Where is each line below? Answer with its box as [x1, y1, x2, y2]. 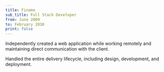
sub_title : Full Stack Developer [5, 12, 77, 17]
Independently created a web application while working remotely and [5, 40, 151, 46]
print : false [5, 27, 33, 32]
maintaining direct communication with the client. [5, 46, 109, 52]
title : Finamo [5, 7, 36, 13]
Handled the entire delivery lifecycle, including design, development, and [5, 56, 159, 62]
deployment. [5, 61, 32, 67]
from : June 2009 [5, 17, 40, 22]
